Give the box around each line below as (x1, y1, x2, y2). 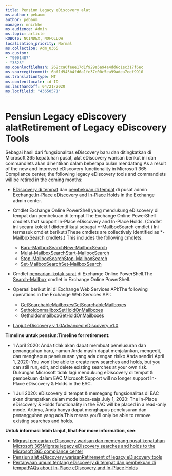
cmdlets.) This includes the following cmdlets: (45, 234, 143, 241)
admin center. (12, 197, 42, 204)
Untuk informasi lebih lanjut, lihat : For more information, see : (5, 428, 137, 434)
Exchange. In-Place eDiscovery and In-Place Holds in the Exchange (12, 192, 155, 198)
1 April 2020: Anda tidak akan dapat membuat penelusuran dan (12, 342, 146, 349)
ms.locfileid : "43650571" (5, 88, 61, 94)
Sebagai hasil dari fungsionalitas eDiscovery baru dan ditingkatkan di (5, 149, 151, 155)
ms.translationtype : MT (5, 74, 56, 80)
